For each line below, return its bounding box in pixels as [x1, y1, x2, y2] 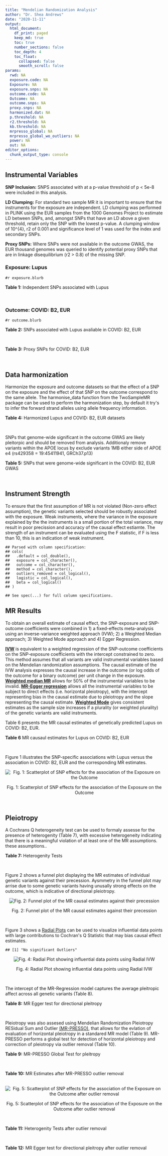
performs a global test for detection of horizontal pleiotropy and [23, 1036, 155, 1042]
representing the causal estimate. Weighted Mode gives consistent [5, 699, 144, 705]
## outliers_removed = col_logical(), [5, 571, 91, 576]
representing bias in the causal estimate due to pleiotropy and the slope [5, 693, 153, 700]
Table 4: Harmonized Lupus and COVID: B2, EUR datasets [5, 415, 125, 421]
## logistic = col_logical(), [5, 575, 73, 581]
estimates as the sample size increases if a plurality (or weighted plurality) [5, 704, 158, 711]
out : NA [10, 143, 26, 148]
